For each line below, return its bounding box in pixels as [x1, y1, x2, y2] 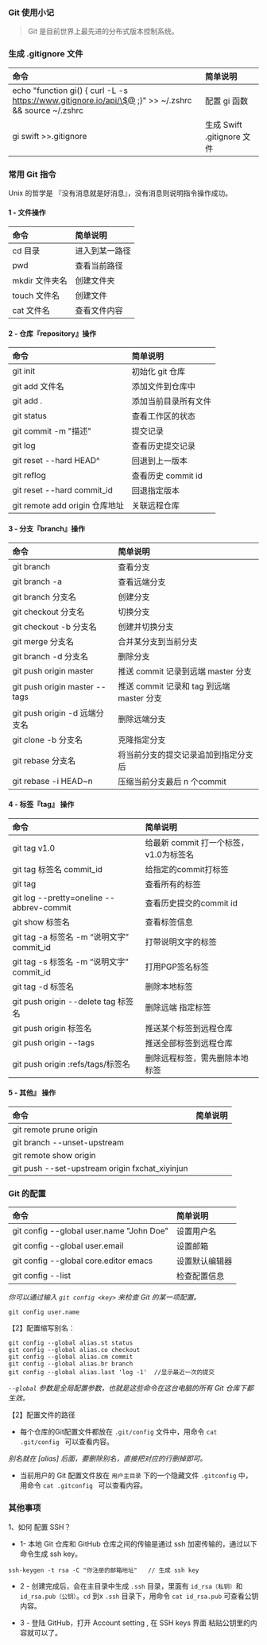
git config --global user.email [12, 1241, 125, 1252]
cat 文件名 [12, 305, 50, 316]
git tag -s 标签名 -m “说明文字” [12, 956, 129, 967]
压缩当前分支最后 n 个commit [118, 776, 226, 787]
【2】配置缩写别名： [8, 1323, 75, 1333]
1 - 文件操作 [8, 208, 46, 218]
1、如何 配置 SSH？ [8, 1522, 72, 1531]
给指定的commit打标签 [145, 863, 229, 875]
